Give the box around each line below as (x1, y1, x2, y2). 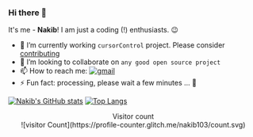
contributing (19, 49, 60, 59)
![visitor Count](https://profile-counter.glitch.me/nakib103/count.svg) (21, 120, 246, 130)
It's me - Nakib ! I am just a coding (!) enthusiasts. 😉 (8, 25, 178, 35)
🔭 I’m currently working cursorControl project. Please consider (19, 40, 225, 50)
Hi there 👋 (8, 7, 48, 18)
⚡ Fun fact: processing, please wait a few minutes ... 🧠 (19, 78, 197, 88)
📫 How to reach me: (19, 67, 88, 76)
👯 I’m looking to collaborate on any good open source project (19, 57, 220, 67)
